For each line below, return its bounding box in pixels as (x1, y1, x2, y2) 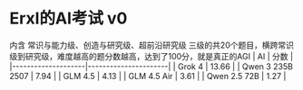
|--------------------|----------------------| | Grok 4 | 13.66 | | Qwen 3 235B (9, 60, 293, 72)
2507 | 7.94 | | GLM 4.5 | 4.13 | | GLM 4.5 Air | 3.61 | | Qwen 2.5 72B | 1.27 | (9, 70, 287, 81)
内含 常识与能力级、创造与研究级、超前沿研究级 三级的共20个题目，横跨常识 (9, 40, 295, 50)
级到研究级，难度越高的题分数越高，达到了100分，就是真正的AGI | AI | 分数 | (9, 50, 293, 61)
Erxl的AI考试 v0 (9, 8, 128, 29)
